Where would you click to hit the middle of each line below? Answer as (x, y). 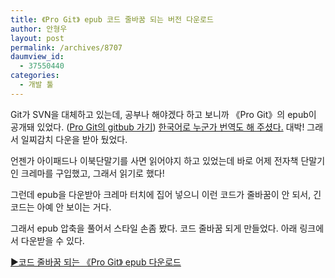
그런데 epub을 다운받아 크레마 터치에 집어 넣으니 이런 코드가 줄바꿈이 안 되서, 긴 (166, 194)
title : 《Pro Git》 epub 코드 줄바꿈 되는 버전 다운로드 (112, 19)
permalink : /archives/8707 (66, 47)
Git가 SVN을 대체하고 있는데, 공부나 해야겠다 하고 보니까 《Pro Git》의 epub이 (163, 114)
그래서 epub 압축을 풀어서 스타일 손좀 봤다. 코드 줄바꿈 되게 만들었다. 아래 (154, 228)
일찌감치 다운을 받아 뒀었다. (74, 139)
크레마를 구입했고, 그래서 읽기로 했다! (92, 173)
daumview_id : (37, 57)
